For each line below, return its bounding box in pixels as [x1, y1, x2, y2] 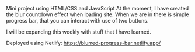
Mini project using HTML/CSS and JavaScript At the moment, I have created [6, 5, 189, 12]
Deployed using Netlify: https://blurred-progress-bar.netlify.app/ [6, 40, 161, 46]
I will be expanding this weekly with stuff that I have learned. [6, 28, 152, 35]
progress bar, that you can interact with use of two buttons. [6, 17, 149, 24]
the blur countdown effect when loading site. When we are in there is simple [6, 11, 189, 18]
